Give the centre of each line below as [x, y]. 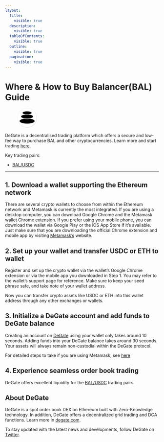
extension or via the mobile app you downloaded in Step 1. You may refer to [81, 275]
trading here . [18, 146]
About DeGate [27, 398]
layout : [13, 10]
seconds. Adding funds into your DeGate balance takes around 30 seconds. [81, 341]
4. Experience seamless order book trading [72, 371]
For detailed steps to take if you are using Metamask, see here [68, 355]
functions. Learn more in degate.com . [43, 420]
